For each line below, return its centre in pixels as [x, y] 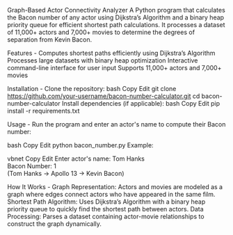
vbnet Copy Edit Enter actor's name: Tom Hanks [76, 159]
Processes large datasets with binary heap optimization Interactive [103, 60]
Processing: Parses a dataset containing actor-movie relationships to [106, 216]
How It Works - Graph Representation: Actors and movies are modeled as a [115, 187]
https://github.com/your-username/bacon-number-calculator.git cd [104, 96]
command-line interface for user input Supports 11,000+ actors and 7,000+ [114, 68]
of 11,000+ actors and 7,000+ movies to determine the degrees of [101, 32]
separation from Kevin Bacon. [50, 40]
